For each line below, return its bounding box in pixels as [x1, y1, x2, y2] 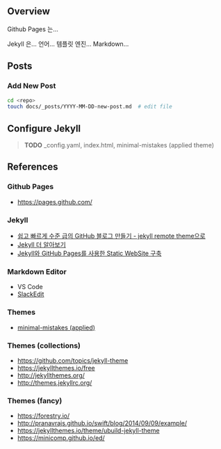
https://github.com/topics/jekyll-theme [17, 356, 129, 364]
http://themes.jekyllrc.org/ [17, 378, 92, 386]
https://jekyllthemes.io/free [17, 364, 95, 372]
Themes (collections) [7, 341, 81, 350]
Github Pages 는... [7, 24, 59, 33]
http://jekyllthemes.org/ [17, 371, 85, 379]
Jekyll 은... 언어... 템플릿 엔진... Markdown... [7, 40, 129, 48]
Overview [7, 6, 51, 17]
